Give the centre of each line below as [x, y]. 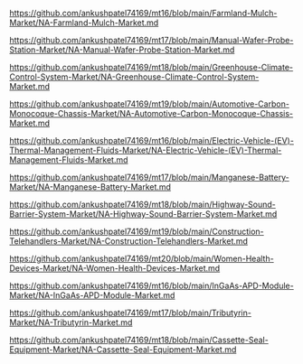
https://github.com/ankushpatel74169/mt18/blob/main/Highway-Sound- [142, 204]
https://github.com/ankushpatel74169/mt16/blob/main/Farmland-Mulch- [143, 13]
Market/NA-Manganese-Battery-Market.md [90, 187]
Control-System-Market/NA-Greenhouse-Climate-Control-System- [134, 77]
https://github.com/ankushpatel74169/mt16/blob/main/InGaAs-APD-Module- [151, 285]
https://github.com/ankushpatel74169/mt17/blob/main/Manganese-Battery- [149, 177]
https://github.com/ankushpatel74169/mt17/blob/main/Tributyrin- [130, 313]
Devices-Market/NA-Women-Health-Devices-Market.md [115, 268]
